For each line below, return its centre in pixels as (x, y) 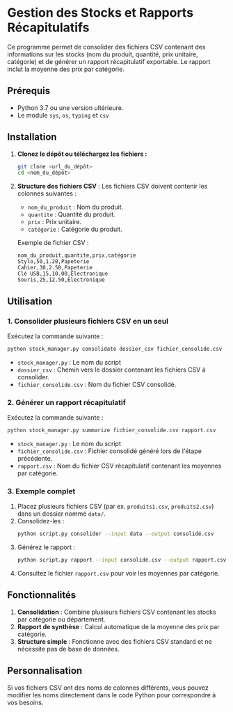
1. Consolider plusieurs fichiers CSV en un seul (88, 321)
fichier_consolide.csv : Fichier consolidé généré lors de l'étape (109, 451)
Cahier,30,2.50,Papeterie (55, 268)
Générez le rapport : (46, 547)
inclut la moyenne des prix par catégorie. (66, 69)
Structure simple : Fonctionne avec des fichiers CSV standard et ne (114, 641)
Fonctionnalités (42, 595)
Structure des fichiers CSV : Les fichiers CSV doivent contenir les (112, 187)
